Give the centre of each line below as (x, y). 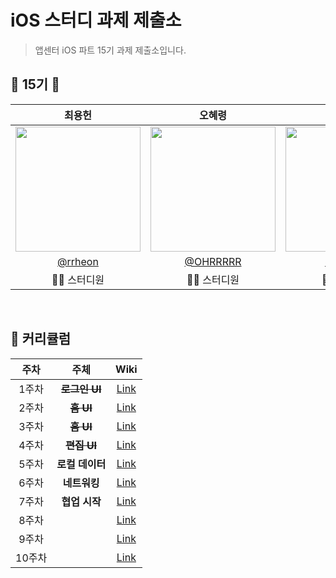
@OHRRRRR (213, 261)
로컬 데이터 (81, 464)
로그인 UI (81, 389)
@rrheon (78, 261)
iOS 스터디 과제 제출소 (96, 20)
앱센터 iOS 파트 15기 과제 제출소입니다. (110, 50)
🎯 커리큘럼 (41, 339)
